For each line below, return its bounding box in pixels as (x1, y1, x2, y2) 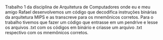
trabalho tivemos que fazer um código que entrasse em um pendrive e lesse (5, 19, 158, 25)
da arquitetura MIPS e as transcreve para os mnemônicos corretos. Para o (5, 14, 154, 20)
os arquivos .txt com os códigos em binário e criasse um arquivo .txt (5, 25, 143, 30)
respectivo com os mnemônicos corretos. (5, 30, 89, 35)
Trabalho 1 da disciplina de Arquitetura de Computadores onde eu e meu (5, 4, 151, 10)
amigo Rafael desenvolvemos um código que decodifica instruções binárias (5, 9, 157, 15)
